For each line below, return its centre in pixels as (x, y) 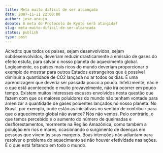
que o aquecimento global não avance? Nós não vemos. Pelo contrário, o (79, 114)
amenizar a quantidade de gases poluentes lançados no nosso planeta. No (81, 103)
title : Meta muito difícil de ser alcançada (51, 10)
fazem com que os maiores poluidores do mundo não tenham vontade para (81, 98)
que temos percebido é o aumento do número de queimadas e (68, 119)
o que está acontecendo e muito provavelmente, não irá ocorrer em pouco (81, 88)
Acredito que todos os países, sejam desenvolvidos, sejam (65, 51)
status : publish (22, 32)
